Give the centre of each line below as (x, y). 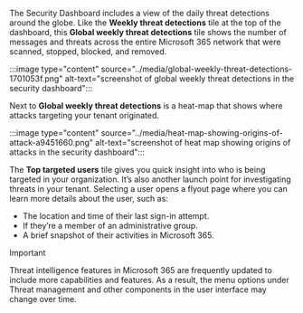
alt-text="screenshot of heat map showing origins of (193, 142)
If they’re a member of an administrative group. (110, 226)
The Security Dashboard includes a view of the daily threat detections (139, 13)
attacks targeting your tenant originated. (85, 115)
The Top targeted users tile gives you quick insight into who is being (137, 170)
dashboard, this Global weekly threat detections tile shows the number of (148, 32)
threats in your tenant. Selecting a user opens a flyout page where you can (148, 189)
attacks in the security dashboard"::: (77, 152)
